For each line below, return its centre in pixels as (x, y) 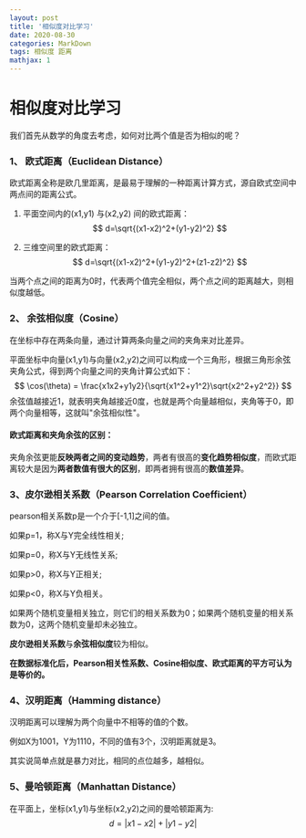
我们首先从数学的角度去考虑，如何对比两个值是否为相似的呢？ (125, 135)
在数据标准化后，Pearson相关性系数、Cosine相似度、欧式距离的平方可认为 (151, 664)
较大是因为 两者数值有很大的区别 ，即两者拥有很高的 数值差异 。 (133, 468)
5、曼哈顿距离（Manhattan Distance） (96, 787)
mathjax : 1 (30, 60)
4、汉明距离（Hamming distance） (88, 700)
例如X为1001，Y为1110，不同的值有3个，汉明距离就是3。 (115, 741)
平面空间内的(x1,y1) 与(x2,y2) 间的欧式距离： (106, 214)
